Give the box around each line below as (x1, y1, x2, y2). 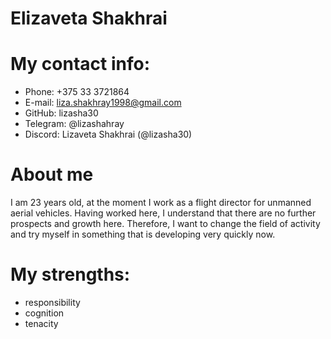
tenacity (24, 318, 59, 329)
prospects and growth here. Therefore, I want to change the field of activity (10, 218, 321, 230)
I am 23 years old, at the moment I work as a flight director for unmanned (10, 197, 312, 209)
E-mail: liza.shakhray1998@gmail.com (24, 97, 182, 109)
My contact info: (10, 53, 151, 76)
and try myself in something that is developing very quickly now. (10, 228, 276, 241)
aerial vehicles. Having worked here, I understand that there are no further (10, 207, 317, 219)
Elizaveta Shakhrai (10, 7, 168, 30)
